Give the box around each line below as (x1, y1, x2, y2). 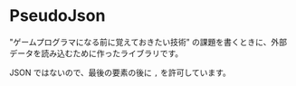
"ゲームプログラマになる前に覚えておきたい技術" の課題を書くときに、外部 (9, 36, 288, 47)
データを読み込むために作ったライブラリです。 (9, 47, 184, 59)
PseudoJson (9, 5, 106, 26)
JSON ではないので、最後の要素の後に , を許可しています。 (9, 67, 231, 78)
